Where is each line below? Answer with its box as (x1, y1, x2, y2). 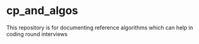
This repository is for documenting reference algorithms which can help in (6, 24, 193, 31)
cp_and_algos (6, 4, 78, 18)
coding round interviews (6, 30, 68, 37)
